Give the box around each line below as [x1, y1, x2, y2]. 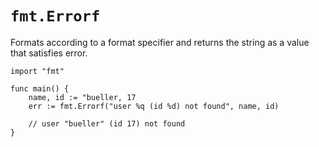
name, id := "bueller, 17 [28, 92, 137, 102]
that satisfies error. [10, 47, 88, 59]
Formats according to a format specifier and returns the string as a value [10, 36, 310, 48]
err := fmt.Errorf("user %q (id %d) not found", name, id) [28, 101, 280, 111]
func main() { [10, 83, 70, 94]
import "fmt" [10, 66, 65, 76]
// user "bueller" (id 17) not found [28, 118, 186, 129]
